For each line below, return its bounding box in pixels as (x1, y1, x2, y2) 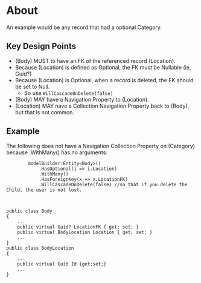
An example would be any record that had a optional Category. (6, 24, 162, 31)
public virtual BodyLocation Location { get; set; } (17, 229, 153, 235)
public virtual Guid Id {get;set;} (17, 261, 107, 267)
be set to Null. (14, 83, 50, 90)
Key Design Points (6, 41, 77, 51)
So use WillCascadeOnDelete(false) (24, 89, 113, 97)
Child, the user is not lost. (6, 187, 83, 193)
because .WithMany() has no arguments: (6, 149, 107, 156)
